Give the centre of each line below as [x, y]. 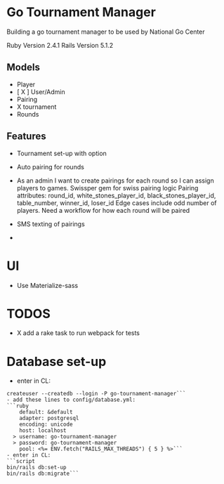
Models [23, 67]
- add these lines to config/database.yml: [71, 400]
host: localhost [43, 431]
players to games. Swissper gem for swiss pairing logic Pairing [107, 188]
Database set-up [57, 361]
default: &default [46, 412]
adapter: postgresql [49, 419]
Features [26, 137]
